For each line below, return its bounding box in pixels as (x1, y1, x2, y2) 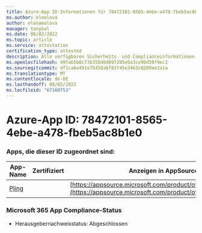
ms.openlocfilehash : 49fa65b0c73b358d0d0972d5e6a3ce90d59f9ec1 (6, 59, 168, 65)
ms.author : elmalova (6, 14, 58, 20)
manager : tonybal (6, 25, 50, 32)
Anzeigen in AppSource (128, 167, 198, 175)
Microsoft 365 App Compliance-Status (6, 206, 122, 214)
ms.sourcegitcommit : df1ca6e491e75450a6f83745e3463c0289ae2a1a (6, 64, 168, 71)
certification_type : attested (6, 48, 82, 54)
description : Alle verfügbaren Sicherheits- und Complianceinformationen (6, 54, 195, 60)
